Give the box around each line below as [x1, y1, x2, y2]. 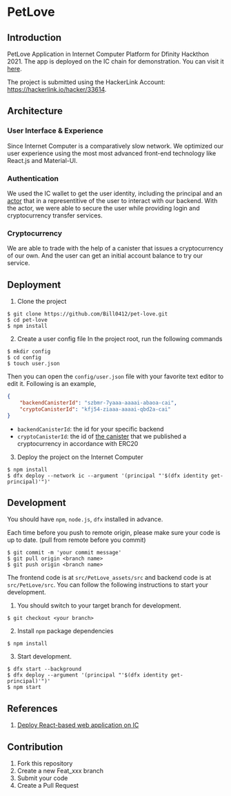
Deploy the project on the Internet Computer [17, 453, 143, 461]
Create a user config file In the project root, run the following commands [17, 335, 223, 343]
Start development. [17, 652, 72, 661]
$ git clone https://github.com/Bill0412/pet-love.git [7, 311, 168, 318]
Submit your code [17, 774, 68, 782]
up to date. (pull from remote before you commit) [7, 536, 146, 544]
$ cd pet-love [7, 317, 48, 324]
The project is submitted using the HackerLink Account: [7, 78, 165, 86]
